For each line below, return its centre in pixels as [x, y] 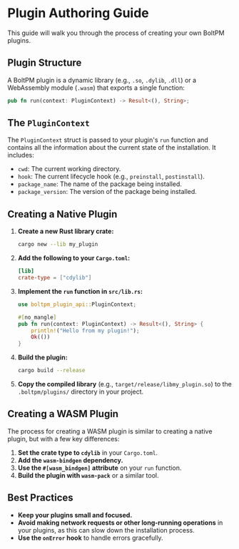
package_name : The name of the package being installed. [100, 184]
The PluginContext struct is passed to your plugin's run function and [108, 140]
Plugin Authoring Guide [78, 13]
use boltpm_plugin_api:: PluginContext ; [77, 304]
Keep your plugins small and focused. [75, 515]
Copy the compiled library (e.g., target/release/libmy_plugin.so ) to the [124, 384]
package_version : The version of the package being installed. [107, 192]
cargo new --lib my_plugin [58, 245]
